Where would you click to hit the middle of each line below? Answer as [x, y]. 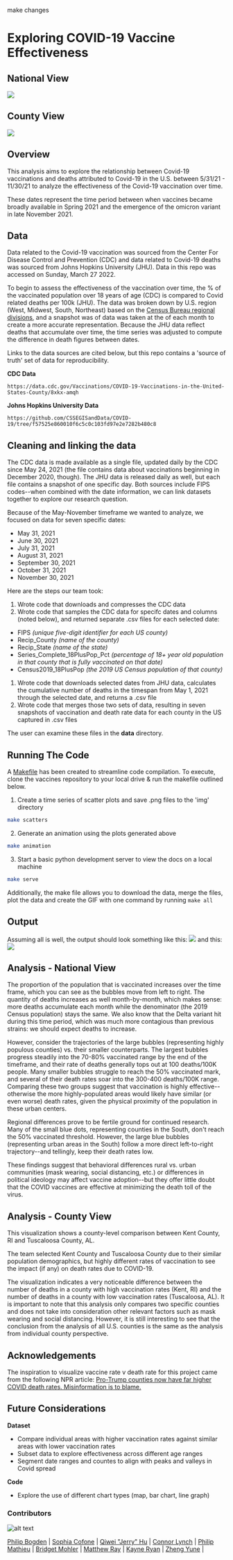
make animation [29, 846]
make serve [23, 879]
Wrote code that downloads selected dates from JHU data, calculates [116, 683]
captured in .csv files [47, 720]
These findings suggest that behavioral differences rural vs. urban [102, 1165]
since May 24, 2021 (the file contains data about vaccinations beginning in [113, 470]
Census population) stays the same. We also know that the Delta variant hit [114, 1014]
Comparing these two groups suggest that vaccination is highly [98, 1087]
